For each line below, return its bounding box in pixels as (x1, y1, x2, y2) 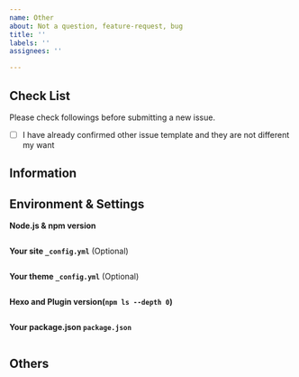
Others (9, 355, 50, 371)
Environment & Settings (9, 196, 145, 212)
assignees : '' (9, 47, 63, 56)
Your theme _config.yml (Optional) (9, 271, 140, 282)
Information (9, 166, 77, 181)
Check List (9, 87, 70, 104)
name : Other (9, 13, 54, 23)
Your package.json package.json (9, 322, 132, 333)
